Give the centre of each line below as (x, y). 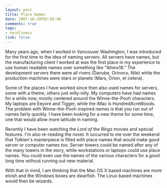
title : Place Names (25, 14)
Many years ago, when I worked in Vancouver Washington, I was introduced (83, 51)
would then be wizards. (29, 181)
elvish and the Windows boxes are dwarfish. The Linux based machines (79, 176)
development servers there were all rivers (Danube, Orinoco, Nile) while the (83, 73)
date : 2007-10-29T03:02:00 (33, 19)
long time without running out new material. (50, 161)
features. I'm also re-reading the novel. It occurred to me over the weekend (82, 134)
